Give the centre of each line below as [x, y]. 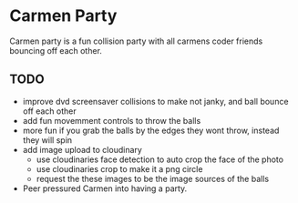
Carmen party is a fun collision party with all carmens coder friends [136, 41]
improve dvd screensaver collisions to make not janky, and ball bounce [155, 101]
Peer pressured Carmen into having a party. [105, 188]
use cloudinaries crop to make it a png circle [119, 168]
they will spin [47, 140]
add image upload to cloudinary [82, 149]
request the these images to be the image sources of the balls [153, 178]
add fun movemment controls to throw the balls [112, 120]
